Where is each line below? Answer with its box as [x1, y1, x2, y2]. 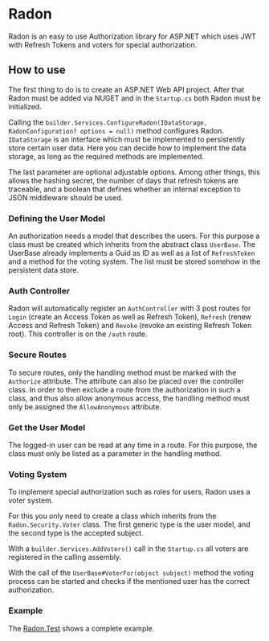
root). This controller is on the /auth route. [8, 329, 148, 339]
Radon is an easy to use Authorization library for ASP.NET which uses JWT [8, 31, 257, 41]
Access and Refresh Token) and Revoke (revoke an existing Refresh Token [8, 321, 252, 331]
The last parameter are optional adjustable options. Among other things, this [8, 166, 261, 177]
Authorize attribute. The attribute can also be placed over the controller [8, 376, 245, 386]
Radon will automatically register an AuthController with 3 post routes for [8, 303, 251, 314]
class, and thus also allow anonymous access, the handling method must [8, 393, 250, 403]
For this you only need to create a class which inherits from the [8, 512, 217, 521]
